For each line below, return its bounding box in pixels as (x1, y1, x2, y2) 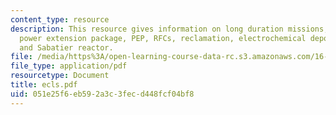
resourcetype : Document (10, 71, 110, 81)
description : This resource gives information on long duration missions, (10, 24, 329, 34)
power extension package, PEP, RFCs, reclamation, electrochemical (19, 33, 307, 43)
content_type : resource (10, 14, 110, 25)
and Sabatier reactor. (19, 42, 114, 53)
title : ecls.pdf (10, 80, 78, 90)
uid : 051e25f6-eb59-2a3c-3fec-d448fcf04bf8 (10, 89, 195, 99)
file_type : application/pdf (10, 61, 128, 71)
